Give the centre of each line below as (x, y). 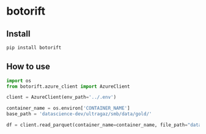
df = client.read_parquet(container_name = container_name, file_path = (97, 125)
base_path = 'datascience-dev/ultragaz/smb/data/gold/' (79, 114)
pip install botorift (34, 48)
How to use (28, 67)
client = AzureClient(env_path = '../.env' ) (61, 97)
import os (19, 80)
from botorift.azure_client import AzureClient (68, 86)
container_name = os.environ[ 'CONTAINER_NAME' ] (68, 108)
